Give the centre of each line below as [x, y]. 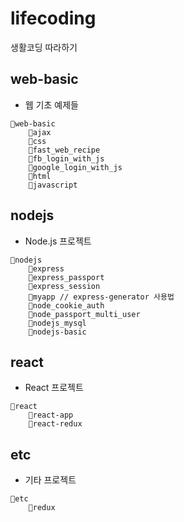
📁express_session [64, 286]
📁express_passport [66, 277]
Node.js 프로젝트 [58, 241]
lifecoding [53, 18]
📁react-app [51, 415]
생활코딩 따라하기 [44, 47]
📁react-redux [55, 424]
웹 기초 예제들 [51, 104]
